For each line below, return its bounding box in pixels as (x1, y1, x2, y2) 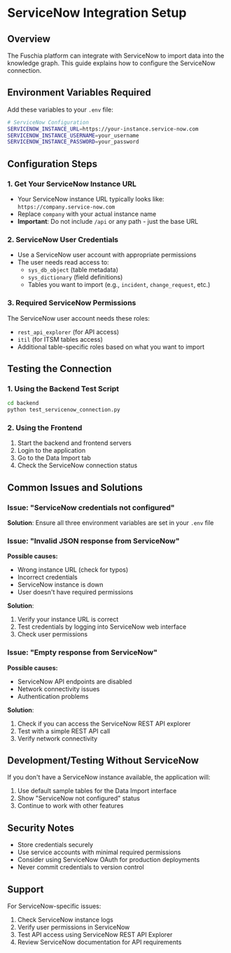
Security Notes (7, 822, 75, 834)
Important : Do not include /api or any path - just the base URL (17, 218, 199, 225)
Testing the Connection (7, 363, 112, 375)
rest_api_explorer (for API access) (17, 328, 120, 336)
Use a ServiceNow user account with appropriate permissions (17, 251, 197, 259)
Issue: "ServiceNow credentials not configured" (7, 502, 175, 512)
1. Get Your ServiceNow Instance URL (7, 179, 136, 189)
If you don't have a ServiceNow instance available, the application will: (7, 773, 211, 782)
